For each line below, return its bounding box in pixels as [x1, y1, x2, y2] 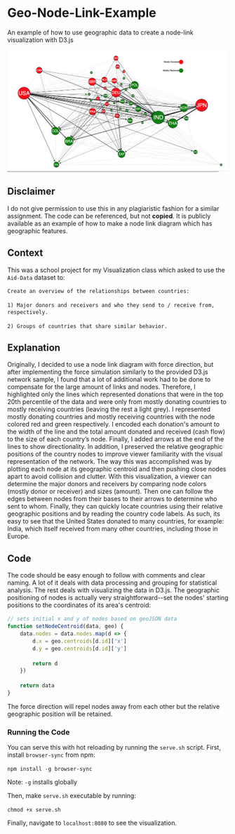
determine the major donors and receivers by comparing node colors [7, 480, 207, 488]
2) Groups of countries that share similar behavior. [7, 322, 168, 330]
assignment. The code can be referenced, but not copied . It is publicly [7, 211, 211, 220]
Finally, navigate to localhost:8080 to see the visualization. [7, 819, 177, 827]
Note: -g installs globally [7, 778, 78, 786]
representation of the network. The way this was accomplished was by [7, 457, 212, 466]
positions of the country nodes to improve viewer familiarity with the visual [7, 450, 223, 458]
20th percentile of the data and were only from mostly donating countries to [7, 398, 227, 406]
